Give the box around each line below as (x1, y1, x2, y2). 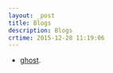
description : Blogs (8, 26, 73, 34)
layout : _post (8, 11, 56, 20)
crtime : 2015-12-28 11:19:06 (8, 33, 105, 42)
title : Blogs (8, 19, 52, 27)
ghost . (19, 56, 41, 65)
